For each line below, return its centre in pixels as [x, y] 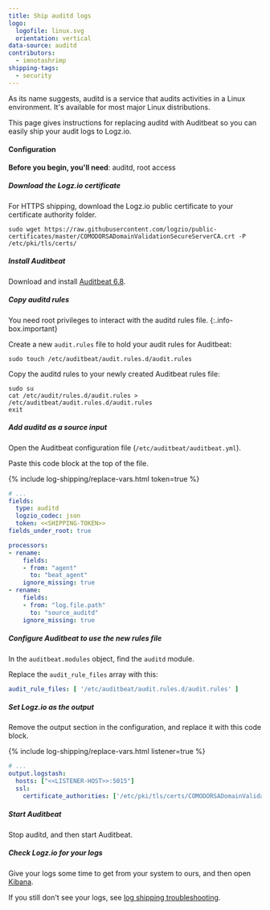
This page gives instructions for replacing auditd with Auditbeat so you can [133, 122]
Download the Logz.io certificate [65, 186]
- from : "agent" [50, 568]
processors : [28, 545]
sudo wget [25, 229]
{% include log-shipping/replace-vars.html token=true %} [104, 478]
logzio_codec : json [48, 516]
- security [34, 76]
